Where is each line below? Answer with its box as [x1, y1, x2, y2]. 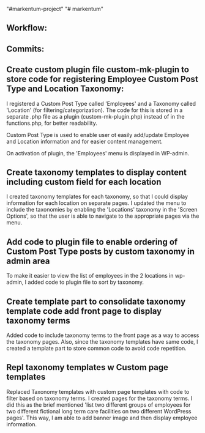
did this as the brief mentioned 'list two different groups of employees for [6, 401, 191, 409]
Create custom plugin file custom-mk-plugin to [6, 64, 190, 75]
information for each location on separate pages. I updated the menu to [6, 199, 187, 207]
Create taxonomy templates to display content [6, 167, 187, 177]
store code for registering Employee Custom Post [6, 74, 199, 84]
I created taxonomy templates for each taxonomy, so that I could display [6, 193, 188, 201]
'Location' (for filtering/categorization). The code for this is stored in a [6, 106, 183, 114]
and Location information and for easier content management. [6, 138, 163, 145]
